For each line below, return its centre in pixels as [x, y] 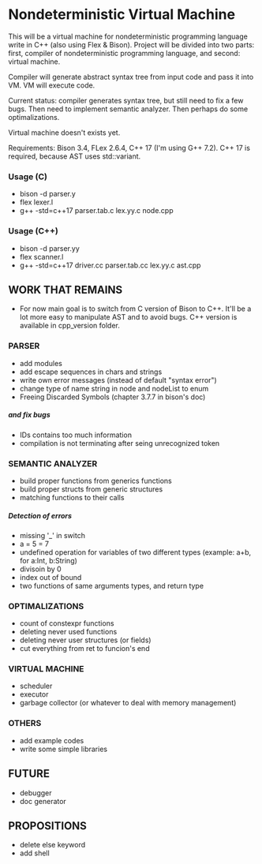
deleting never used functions [68, 632]
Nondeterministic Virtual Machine [122, 15]
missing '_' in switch [52, 535]
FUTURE [29, 774]
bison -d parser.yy [50, 248]
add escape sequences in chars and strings [91, 372]
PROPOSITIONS [47, 826]
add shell [34, 853]
